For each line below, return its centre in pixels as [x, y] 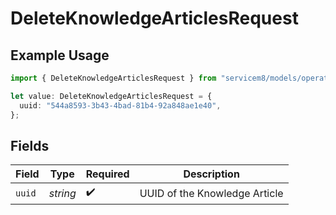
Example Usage [60, 55]
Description [211, 174]
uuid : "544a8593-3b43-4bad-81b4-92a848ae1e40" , [120, 105]
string [62, 193]
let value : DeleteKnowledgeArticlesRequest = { [111, 96]
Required [107, 174]
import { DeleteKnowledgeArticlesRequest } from [113, 78]
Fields [30, 145]
